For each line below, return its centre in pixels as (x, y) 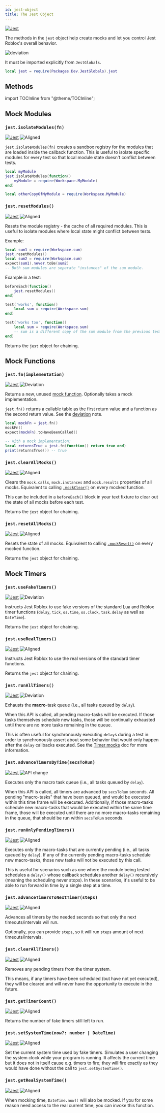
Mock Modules (28, 114)
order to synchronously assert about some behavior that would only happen (82, 740)
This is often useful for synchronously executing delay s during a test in (77, 735)
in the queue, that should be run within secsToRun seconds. (64, 818)
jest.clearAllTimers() (32, 949)
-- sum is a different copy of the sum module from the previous (82, 331)
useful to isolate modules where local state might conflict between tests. (78, 231)
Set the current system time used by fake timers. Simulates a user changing (82, 1052)
